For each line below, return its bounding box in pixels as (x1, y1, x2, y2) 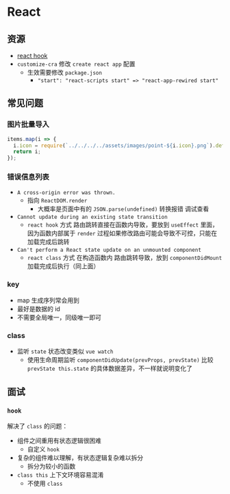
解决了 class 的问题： (7, 421, 68, 430)
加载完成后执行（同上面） (27, 262, 100, 270)
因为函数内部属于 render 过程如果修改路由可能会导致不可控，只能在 (27, 229, 218, 237)
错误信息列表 (7, 172, 50, 182)
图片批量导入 (7, 120, 50, 129)
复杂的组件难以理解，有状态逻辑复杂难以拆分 (16, 453, 144, 462)
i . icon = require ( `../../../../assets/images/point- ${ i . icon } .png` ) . (13, 142, 216, 149)
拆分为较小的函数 (27, 462, 76, 470)
